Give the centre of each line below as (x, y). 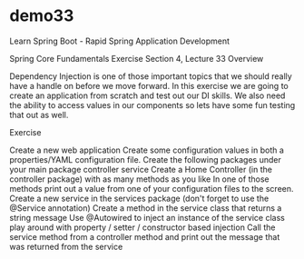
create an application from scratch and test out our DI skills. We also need (147, 95)
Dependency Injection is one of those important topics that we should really (151, 76)
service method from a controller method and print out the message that (145, 236)
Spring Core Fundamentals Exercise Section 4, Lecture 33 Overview (137, 58)
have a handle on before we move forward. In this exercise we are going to (149, 85)
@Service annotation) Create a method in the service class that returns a (146, 208)
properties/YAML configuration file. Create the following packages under (145, 159)
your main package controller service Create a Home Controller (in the (141, 169)
